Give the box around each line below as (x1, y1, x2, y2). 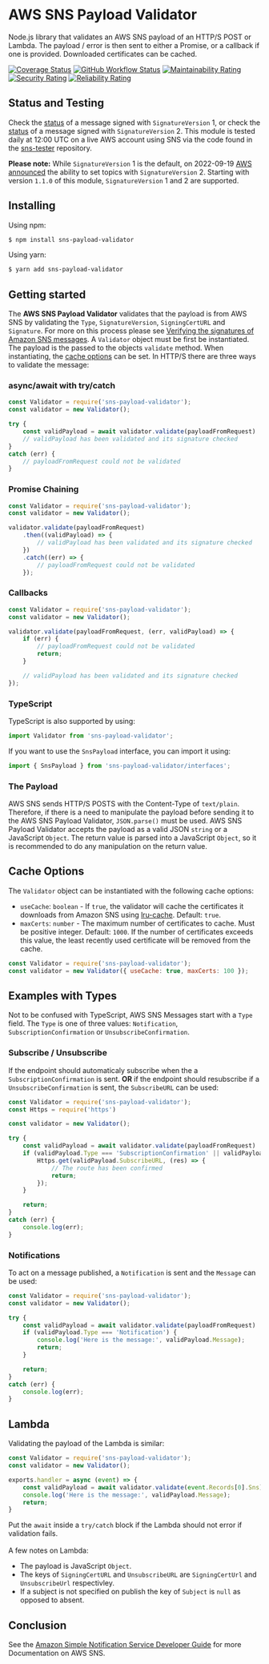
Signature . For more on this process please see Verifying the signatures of (8, 326, 255, 336)
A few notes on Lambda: (8, 1545, 89, 1555)
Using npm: (8, 220, 46, 230)
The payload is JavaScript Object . (19, 1562, 132, 1571)
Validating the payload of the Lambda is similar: (8, 1439, 165, 1449)
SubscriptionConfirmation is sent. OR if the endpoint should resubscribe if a (8, 1074, 260, 1083)
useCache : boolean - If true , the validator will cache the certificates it (19, 901, 244, 910)
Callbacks (8, 587, 48, 598)
